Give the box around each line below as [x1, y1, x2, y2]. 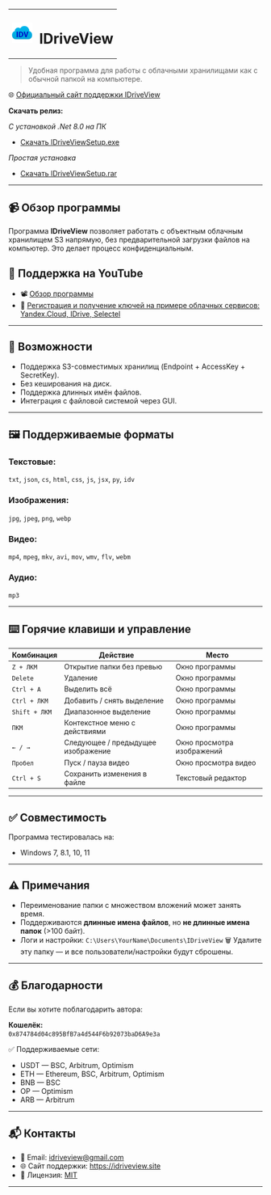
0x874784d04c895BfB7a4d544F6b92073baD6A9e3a [8, 1030, 161, 1038]
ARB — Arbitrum [19, 1095, 75, 1104]
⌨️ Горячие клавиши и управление [8, 622, 192, 636]
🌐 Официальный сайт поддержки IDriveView [8, 90, 161, 99]
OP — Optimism [19, 1086, 73, 1096]
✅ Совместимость [8, 810, 107, 825]
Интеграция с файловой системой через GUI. [19, 395, 177, 405]
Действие [98, 650, 135, 660]
